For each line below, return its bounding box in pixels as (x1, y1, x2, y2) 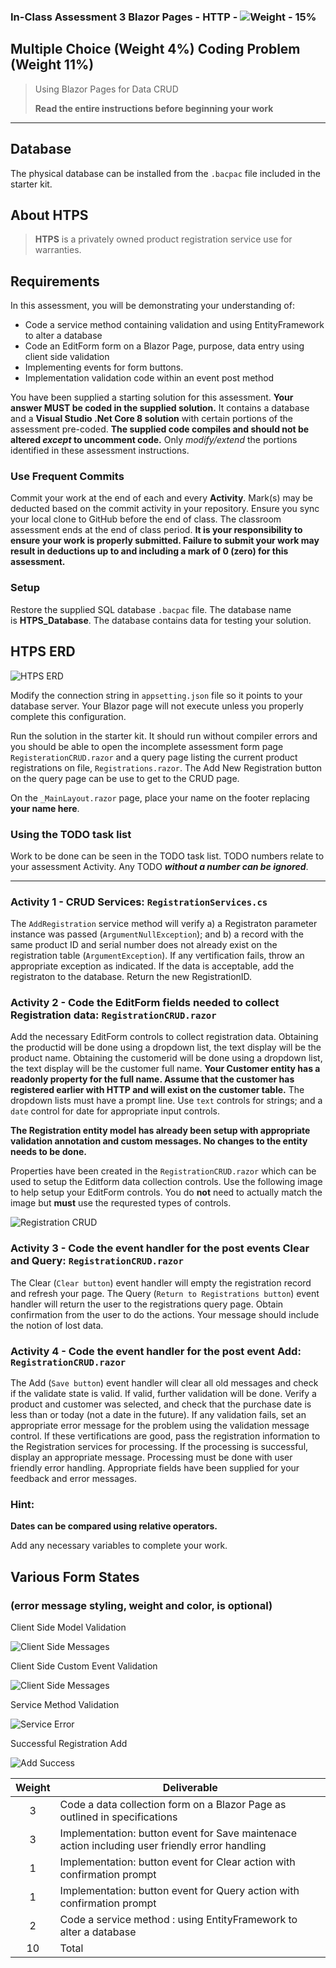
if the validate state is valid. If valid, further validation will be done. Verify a (10, 1388, 317, 1400)
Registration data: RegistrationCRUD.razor (10, 1008, 217, 1022)
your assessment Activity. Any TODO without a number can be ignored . (10, 860, 309, 872)
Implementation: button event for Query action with (59, 1884, 300, 1898)
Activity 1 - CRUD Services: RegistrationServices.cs (10, 895, 268, 909)
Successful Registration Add (10, 1738, 128, 1750)
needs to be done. (10, 1146, 87, 1158)
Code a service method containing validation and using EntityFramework (24, 319, 325, 331)
